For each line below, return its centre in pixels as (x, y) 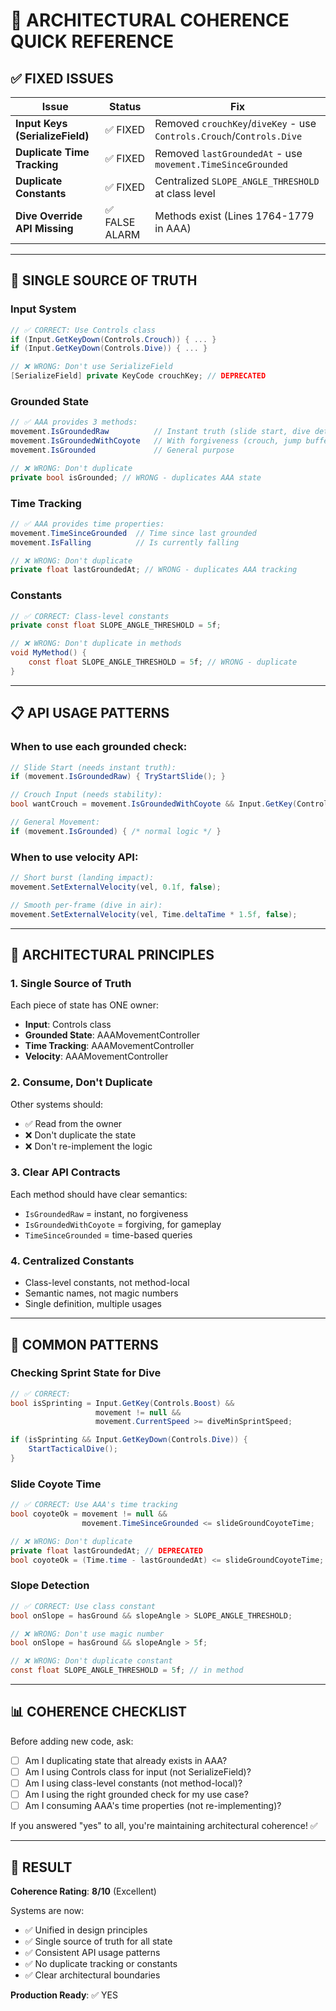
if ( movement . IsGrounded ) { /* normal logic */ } (116, 831)
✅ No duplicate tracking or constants (101, 1963)
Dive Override (49, 216)
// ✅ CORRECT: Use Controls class (83, 330)
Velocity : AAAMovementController (96, 1056)
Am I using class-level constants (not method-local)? (133, 1783)
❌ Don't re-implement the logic (88, 1146)
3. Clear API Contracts (65, 1172)
